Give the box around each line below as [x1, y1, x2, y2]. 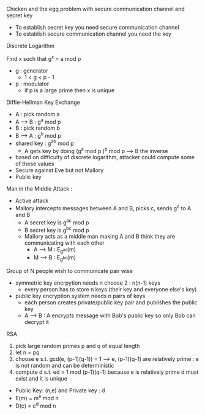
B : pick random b [15, 124, 60, 132]
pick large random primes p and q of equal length [15, 342, 140, 349]
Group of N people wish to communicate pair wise [6, 267, 133, 274]
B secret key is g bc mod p [24, 225, 89, 234]
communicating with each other [24, 239, 105, 247]
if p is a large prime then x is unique [24, 86, 115, 94]
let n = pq [15, 349, 40, 356]
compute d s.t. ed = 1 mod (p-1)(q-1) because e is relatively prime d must [15, 368, 199, 376]
